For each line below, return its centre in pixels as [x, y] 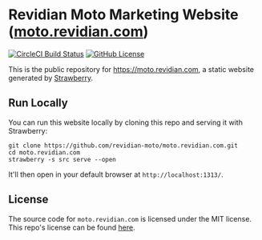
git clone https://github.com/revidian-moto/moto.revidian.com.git [123, 146]
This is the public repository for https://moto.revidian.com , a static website [131, 69]
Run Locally [38, 103]
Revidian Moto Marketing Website [123, 15]
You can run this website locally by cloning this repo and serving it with [125, 122]
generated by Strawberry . [51, 78]
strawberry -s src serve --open [62, 159]
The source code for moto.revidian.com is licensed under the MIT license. [130, 218]
